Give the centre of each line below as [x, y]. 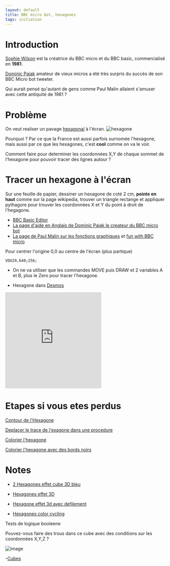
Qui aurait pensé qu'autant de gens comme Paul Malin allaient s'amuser [80, 89]
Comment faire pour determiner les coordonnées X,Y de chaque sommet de [84, 154]
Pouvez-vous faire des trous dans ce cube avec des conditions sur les [79, 534]
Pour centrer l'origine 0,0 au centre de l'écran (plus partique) [69, 251]
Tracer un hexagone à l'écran [68, 180]
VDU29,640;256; [21, 261]
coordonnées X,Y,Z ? [27, 539]
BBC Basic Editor [30, 220]
